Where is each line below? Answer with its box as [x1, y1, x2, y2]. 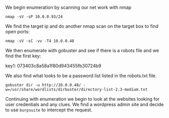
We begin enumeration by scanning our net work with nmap [5, 5, 132, 10]
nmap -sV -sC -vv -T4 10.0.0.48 [5, 38, 74, 43]
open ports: [5, 29, 30, 35]
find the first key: [5, 53, 41, 59]
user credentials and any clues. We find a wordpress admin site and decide [5, 102, 164, 107]
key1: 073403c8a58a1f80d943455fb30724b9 [5, 63, 101, 68]
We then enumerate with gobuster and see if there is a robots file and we [5, 48, 159, 53]
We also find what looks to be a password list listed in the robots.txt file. [5, 73, 157, 79]
